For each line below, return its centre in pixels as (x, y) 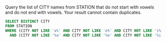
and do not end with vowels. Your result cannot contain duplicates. (73, 12)
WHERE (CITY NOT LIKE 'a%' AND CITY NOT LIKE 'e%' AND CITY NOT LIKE (79, 31)
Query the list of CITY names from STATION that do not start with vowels (80, 7)
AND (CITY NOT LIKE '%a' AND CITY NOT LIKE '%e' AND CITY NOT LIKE (81, 35)
